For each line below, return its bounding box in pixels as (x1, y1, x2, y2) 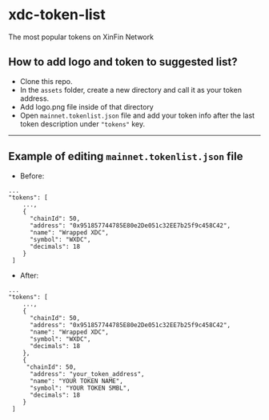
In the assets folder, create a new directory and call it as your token (19, 85, 243, 94)
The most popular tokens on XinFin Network (8, 32, 155, 42)
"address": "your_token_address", (29, 370, 146, 378)
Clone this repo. (19, 76, 73, 86)
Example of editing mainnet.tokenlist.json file (8, 150, 243, 163)
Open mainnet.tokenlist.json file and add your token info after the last (19, 110, 255, 120)
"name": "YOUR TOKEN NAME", (29, 377, 124, 385)
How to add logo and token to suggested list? (8, 55, 238, 69)
